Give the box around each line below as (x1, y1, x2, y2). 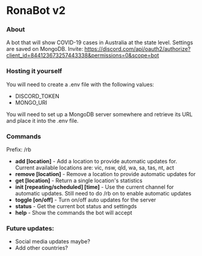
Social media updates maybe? (15, 238, 90, 245)
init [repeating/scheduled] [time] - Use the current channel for (15, 183, 174, 191)
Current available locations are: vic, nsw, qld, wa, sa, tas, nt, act (15, 164, 175, 171)
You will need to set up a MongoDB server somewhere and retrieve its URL (6, 110, 193, 118)
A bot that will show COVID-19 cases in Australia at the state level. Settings (6, 39, 194, 46)
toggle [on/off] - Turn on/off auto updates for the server (15, 196, 157, 203)
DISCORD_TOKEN (15, 92, 59, 100)
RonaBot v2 (6, 4, 66, 18)
